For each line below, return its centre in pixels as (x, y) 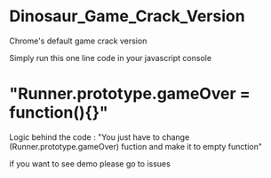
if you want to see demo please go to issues (90, 163)
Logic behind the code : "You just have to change (100, 137)
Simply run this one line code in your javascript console (110, 58)
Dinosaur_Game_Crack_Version (128, 16)
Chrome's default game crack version (78, 41)
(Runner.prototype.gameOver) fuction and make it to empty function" (136, 146)
